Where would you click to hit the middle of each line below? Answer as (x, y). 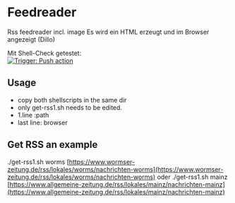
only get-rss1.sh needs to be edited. (70, 108)
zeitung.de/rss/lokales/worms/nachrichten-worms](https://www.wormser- (115, 169)
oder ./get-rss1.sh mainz (192, 177)
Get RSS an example (53, 145)
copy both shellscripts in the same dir (72, 100)
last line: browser (43, 122)
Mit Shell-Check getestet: (44, 53)
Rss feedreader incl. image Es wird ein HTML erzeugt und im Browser (108, 32)
